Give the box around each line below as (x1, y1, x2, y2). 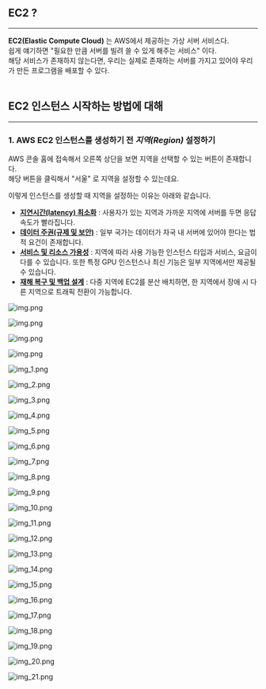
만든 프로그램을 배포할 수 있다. (16, 65, 110, 75)
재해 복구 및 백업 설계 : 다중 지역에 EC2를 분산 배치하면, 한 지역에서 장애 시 (19, 277, 249, 287)
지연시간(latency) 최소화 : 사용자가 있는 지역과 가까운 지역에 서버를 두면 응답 (19, 207, 257, 217)
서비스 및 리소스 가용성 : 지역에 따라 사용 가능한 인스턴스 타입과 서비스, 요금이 (19, 247, 257, 256)
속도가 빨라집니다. (19, 217, 75, 227)
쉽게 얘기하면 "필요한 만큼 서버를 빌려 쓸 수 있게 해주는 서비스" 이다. (8, 45, 218, 55)
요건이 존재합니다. (28, 237, 84, 247)
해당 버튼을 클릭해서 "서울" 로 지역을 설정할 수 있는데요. (8, 174, 180, 183)
